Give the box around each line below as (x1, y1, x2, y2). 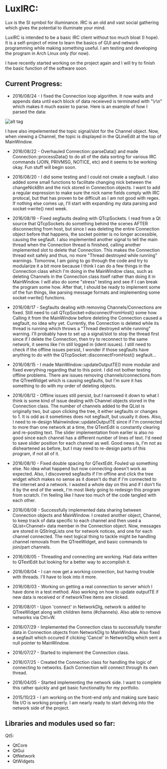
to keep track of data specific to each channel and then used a (12, 517, 141, 523)
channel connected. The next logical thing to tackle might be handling (12, 533, 156, 539)
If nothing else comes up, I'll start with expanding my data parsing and (12, 200, 157, 206)
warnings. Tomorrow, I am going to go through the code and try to (12, 257, 148, 263)
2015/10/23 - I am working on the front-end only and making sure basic (12, 694, 159, 700)
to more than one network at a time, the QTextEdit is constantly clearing (12, 424, 160, 430)
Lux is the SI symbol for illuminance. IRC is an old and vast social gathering (5, 19, 159, 25)
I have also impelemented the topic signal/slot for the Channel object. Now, (5, 128, 160, 134)
